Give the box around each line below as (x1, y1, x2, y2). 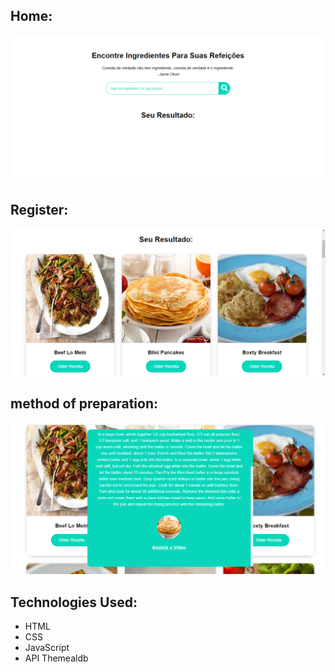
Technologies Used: (10, 594, 138, 611)
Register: (10, 202, 69, 219)
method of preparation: (10, 395, 159, 413)
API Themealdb (24, 652, 89, 664)
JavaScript (24, 641, 70, 653)
